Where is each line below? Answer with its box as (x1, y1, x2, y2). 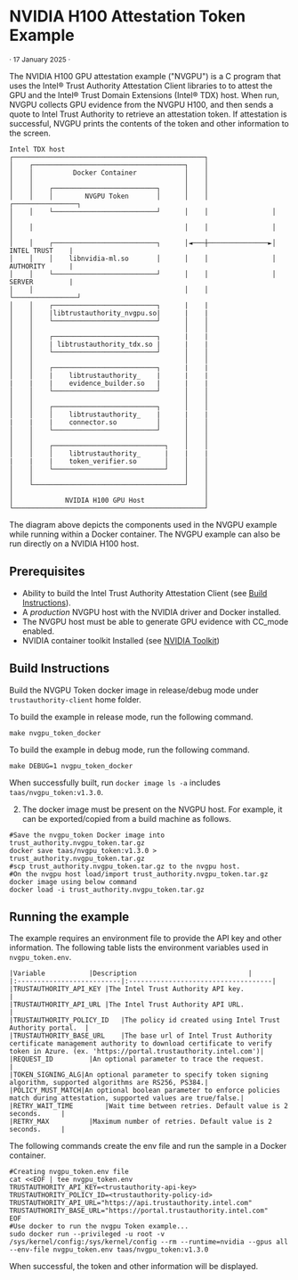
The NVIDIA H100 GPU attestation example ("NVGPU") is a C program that (9, 70, 282, 81)
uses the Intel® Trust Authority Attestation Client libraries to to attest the (9, 80, 273, 91)
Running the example (9, 909, 130, 924)
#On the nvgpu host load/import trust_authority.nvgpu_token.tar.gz (9, 869, 269, 879)
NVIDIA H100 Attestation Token (9, 6, 246, 27)
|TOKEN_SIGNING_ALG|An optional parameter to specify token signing (9, 1071, 269, 1079)
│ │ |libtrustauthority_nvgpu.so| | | (9, 308, 209, 317)
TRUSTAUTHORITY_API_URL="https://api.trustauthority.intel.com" (9, 1199, 253, 1208)
